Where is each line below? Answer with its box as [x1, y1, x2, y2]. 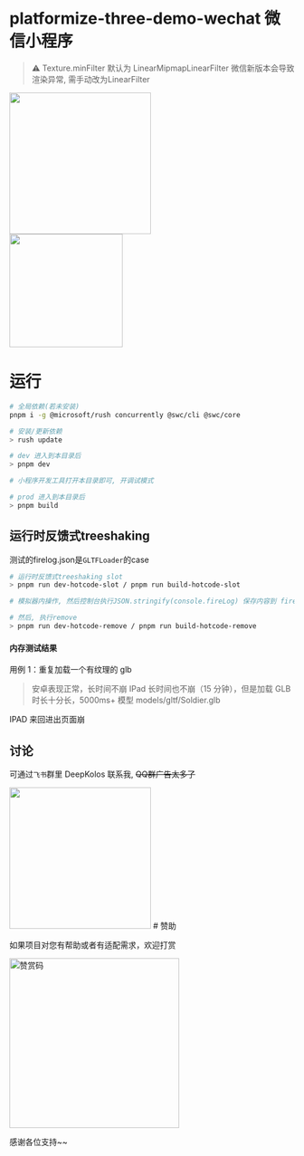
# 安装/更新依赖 [9, 426, 62, 435]
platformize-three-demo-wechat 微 [9, 8, 280, 29]
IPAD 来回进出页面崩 [9, 714, 86, 725]
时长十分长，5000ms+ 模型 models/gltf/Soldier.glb [31, 694, 221, 706]
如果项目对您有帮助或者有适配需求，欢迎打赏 [9, 939, 176, 951]
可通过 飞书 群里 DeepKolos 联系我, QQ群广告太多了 [9, 769, 196, 779]
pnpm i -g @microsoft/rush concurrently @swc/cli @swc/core [9, 410, 242, 419]
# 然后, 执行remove [9, 613, 78, 623]
